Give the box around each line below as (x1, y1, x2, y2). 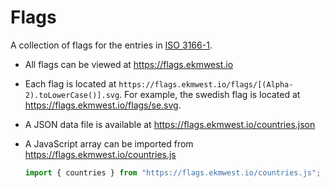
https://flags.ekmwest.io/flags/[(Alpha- (118, 79, 294, 90)
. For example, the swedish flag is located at (119, 88, 301, 100)
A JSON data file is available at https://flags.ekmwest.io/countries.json (24, 118, 316, 130)
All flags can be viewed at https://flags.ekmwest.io (24, 58, 234, 70)
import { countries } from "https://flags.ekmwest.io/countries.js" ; (24, 167, 322, 178)
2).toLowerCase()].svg (24, 90, 120, 100)
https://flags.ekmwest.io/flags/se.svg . (24, 99, 182, 111)
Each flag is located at (24, 77, 117, 90)
